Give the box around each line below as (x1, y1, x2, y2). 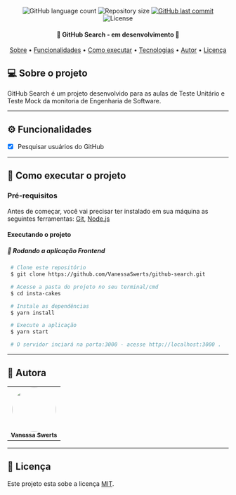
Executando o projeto (7, 231, 72, 239)
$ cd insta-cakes (10, 290, 61, 297)
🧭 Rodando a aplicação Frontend (7, 246, 105, 255)
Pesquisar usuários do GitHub (17, 142, 104, 150)
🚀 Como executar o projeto (7, 169, 126, 182)
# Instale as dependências (10, 302, 90, 309)
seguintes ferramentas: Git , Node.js (7, 214, 110, 223)
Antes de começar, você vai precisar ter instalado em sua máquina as (7, 207, 209, 215)
